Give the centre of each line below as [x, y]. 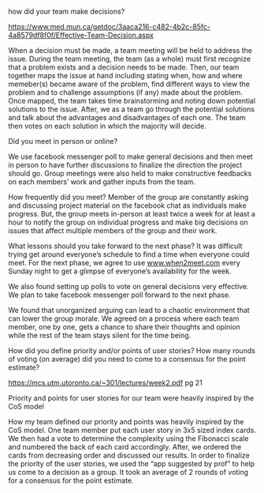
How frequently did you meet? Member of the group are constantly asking [128, 197]
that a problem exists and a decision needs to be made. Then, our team [124, 67]
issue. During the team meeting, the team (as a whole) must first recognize [129, 59]
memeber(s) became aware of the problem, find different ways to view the [129, 84]
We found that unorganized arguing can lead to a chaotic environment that [129, 310]
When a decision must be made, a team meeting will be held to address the [130, 50]
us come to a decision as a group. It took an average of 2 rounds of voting [128, 472]
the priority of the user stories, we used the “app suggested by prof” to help [132, 464]
